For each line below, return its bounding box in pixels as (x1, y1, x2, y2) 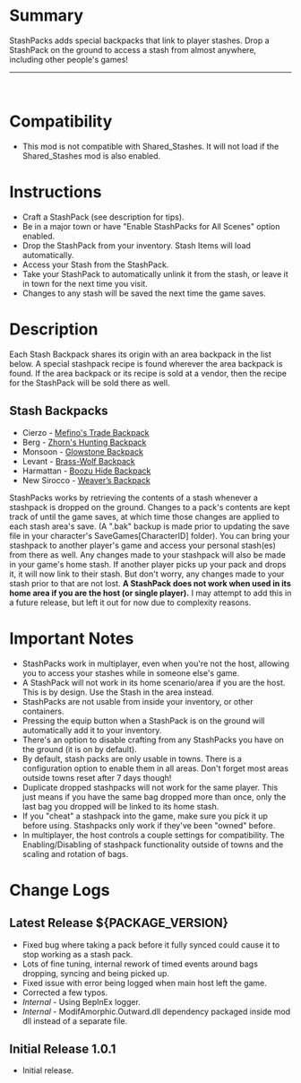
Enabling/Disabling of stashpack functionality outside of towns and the (21, 839, 284, 850)
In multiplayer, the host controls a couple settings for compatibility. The (21, 829, 285, 840)
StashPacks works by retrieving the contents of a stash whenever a (9, 492, 258, 503)
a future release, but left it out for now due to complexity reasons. (9, 597, 252, 608)
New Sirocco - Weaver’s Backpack (21, 474, 150, 485)
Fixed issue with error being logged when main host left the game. (21, 977, 267, 988)
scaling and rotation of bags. (21, 848, 129, 859)
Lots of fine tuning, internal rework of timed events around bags (21, 958, 258, 969)
